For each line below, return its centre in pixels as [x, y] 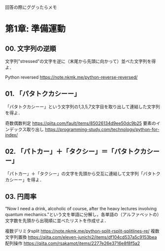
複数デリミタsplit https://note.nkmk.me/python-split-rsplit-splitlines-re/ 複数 [82, 231]
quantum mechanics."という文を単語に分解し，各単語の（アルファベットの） [82, 215]
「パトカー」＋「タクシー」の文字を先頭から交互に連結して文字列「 [74, 173]
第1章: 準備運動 [35, 29]
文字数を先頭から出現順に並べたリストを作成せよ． [57, 221]
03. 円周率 [21, 197]
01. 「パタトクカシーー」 [43, 94]
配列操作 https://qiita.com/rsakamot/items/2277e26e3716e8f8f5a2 [73, 243]
